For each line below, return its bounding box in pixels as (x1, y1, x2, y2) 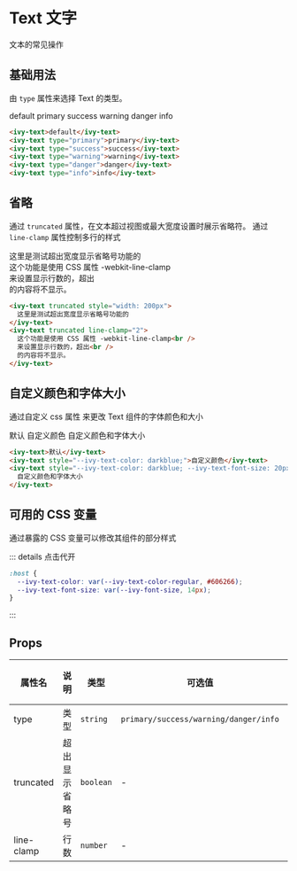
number (80, 841, 108, 851)
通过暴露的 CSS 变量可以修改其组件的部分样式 (9, 533, 177, 543)
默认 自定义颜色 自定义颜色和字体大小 (9, 430, 146, 440)
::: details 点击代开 (9, 551, 76, 562)
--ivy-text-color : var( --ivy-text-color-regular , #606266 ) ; (17, 577, 243, 586)
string (80, 714, 108, 725)
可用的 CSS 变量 (9, 507, 97, 523)
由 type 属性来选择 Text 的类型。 (9, 92, 127, 103)
